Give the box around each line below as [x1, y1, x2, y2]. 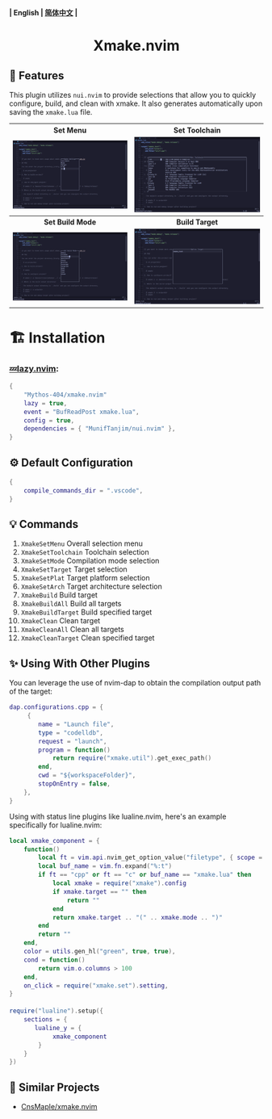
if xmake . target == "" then [52, 887, 148, 895]
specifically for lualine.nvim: [9, 819, 103, 830]
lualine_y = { [34, 1024, 82, 1032]
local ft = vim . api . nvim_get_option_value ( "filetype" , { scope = [38, 853, 263, 862]
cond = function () [23, 956, 86, 964]
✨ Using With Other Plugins [9, 656, 150, 670]
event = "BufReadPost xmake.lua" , [23, 408, 140, 416]
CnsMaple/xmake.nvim [20, 1102, 98, 1112]
